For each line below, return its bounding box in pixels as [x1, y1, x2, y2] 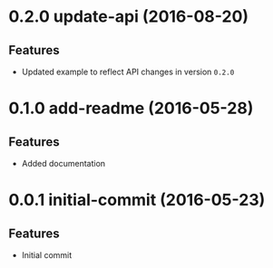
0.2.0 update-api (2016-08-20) [8, 6, 249, 27]
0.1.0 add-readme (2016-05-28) [8, 98, 254, 119]
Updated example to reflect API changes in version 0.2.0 [21, 66, 235, 77]
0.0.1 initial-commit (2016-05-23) [8, 190, 266, 210]
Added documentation [21, 158, 106, 168]
